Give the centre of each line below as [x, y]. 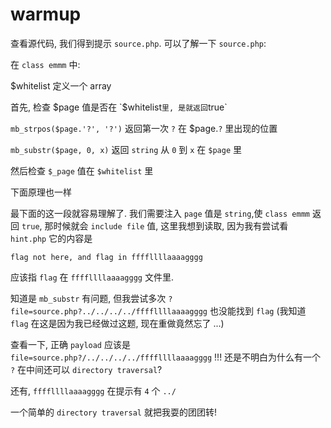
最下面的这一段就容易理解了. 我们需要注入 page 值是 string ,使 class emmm [160, 213]
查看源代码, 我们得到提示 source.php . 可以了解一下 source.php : [138, 43]
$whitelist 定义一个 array [61, 85]
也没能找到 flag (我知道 [258, 310]
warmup [46, 14]
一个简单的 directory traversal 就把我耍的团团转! [113, 412]
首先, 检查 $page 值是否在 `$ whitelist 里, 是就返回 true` [119, 107]
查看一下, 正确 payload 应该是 [70, 344]
